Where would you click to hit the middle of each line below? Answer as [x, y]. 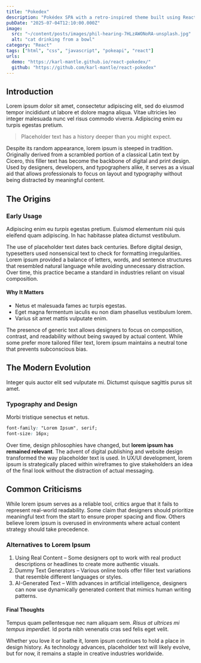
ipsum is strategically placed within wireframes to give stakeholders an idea [100, 464]
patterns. [26, 596]
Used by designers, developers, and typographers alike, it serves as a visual [100, 168]
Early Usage [24, 216]
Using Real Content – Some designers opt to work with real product [98, 558]
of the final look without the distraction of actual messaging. [80, 470]
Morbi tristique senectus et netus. [48, 417]
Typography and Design [42, 404]
